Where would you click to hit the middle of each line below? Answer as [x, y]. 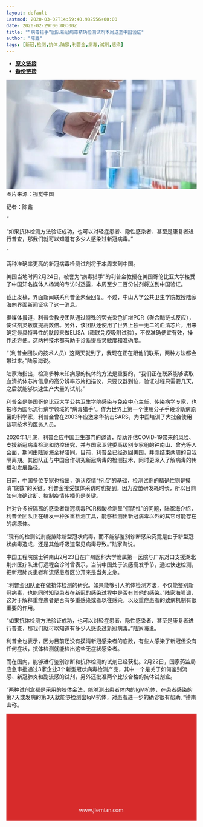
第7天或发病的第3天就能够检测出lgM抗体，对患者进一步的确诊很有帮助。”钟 [99, 697]
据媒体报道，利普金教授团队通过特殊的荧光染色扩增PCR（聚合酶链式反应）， [100, 317]
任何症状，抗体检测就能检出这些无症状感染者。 [64, 648]
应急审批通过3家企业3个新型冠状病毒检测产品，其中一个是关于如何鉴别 [94, 669]
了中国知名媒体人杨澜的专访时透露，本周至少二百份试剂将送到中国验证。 [96, 284]
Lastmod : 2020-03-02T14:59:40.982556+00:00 [62, 19]
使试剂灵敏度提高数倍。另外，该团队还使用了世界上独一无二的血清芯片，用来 [101, 325]
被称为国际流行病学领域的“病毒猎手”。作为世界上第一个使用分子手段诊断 [96, 409]
